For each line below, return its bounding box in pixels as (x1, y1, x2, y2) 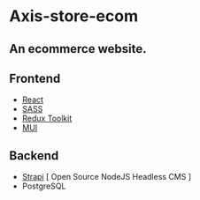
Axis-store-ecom (9, 6, 139, 26)
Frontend (9, 70, 61, 85)
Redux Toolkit (21, 113, 73, 124)
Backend (9, 148, 59, 163)
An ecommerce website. (9, 41, 147, 56)
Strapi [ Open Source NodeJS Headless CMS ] (21, 172, 192, 182)
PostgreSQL (21, 181, 66, 191)
